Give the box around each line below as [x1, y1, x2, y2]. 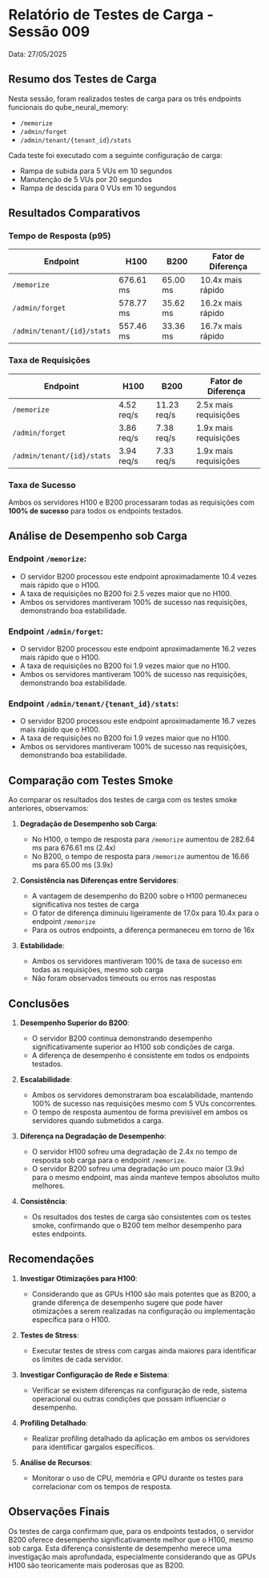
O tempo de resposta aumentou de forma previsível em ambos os [31, 1107, 248, 1117]
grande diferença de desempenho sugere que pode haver [31, 1297, 223, 1307]
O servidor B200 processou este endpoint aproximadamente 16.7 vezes [19, 716, 256, 726]
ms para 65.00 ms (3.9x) [31, 860, 114, 870]
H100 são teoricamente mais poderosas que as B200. [8, 1560, 186, 1570]
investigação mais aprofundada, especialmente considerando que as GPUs [8, 1552, 256, 1561]
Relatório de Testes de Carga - [8, 6, 214, 24]
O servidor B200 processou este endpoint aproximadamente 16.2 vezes [19, 644, 257, 654]
